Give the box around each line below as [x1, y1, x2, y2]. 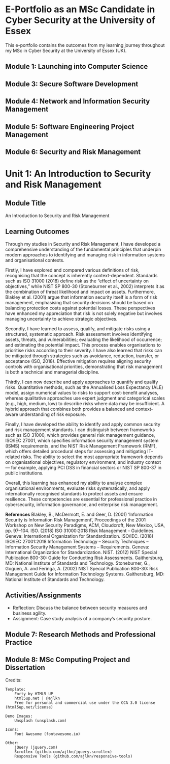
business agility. [12, 610, 47, 616]
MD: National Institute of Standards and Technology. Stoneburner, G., [5, 560, 150, 566]
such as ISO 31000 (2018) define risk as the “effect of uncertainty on [5, 278, 149, 284]
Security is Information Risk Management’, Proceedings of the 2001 [5, 516, 146, 523]
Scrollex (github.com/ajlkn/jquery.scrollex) [14, 749, 113, 754]
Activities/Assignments [5, 591, 82, 600]
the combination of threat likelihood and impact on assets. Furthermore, [5, 288, 155, 295]
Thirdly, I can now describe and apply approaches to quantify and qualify [5, 379, 158, 385]
